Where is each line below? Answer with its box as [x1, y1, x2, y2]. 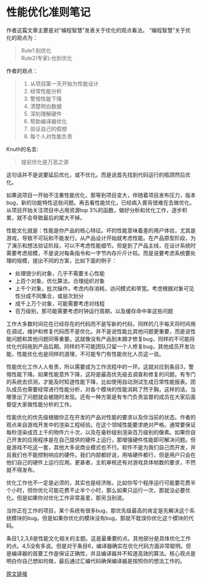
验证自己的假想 [29, 125, 67, 132]
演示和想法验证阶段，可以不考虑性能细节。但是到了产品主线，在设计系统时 [11, 242, 196, 249]
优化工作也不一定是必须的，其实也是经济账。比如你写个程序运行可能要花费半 [6, 479, 196, 486]
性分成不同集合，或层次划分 [14, 292, 84, 299]
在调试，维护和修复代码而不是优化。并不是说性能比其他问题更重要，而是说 [6, 328, 191, 335]
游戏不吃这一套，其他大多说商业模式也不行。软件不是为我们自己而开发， [11, 443, 191, 450]
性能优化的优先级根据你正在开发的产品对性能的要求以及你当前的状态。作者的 [6, 413, 196, 420]
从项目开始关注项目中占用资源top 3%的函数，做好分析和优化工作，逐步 [6, 206, 182, 214]
